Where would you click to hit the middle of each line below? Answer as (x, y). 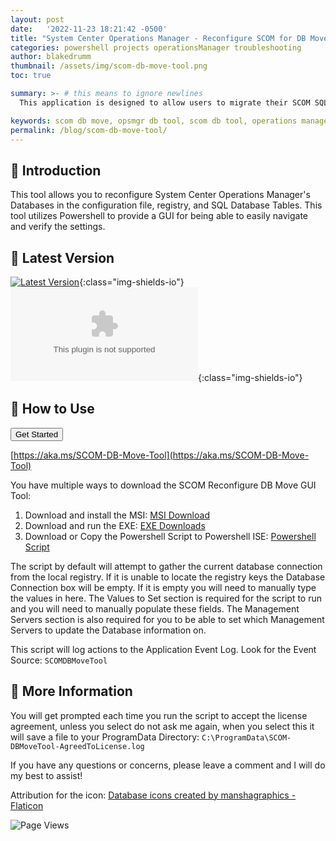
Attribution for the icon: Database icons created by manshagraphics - (153, 795)
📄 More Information (71, 691)
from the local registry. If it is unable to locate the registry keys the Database (168, 577)
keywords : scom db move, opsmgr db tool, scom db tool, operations (154, 121)
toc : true (31, 76)
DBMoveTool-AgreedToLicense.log (77, 746)
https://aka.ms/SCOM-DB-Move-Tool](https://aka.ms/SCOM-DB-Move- (161, 455)
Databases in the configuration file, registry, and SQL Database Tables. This (166, 205)
